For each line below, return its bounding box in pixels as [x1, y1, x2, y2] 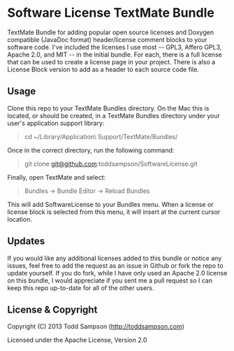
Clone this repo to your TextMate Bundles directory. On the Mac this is [7, 103, 210, 113]
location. [7, 215, 33, 223]
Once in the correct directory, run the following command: [7, 145, 175, 155]
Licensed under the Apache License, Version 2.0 [7, 336, 147, 344]
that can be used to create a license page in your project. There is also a [7, 57, 216, 66]
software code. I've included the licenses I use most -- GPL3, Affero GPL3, [7, 43, 222, 51]
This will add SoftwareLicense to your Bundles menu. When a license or [7, 200, 214, 208]
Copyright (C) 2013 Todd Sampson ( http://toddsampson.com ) [7, 322, 185, 331]
